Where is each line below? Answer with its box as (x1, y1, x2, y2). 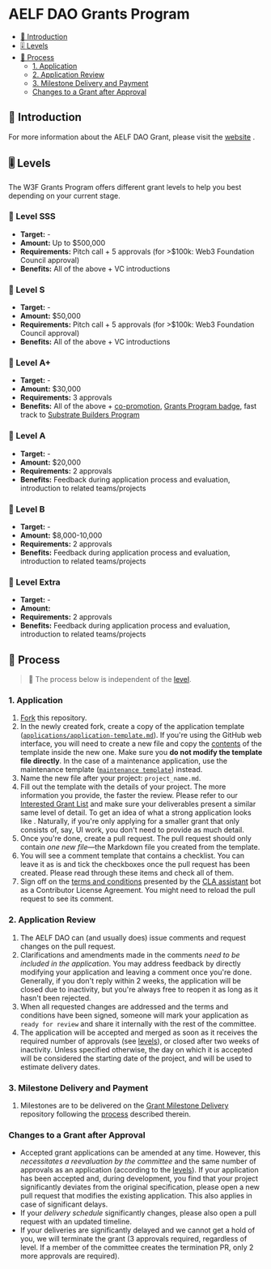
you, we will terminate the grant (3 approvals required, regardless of (19, 1234, 248, 1244)
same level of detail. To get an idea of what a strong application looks (19, 808, 252, 817)
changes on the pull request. (19, 941, 116, 951)
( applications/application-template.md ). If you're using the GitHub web (19, 731, 262, 740)
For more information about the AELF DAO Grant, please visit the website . (8, 131, 256, 142)
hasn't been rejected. (19, 992, 91, 1002)
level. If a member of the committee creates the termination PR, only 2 (19, 1242, 254, 1253)
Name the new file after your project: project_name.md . (19, 774, 201, 783)
